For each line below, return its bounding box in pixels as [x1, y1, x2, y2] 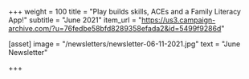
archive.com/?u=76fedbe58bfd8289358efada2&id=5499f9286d [8, 24, 222, 33]
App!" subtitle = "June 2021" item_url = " [8, 15, 142, 25]
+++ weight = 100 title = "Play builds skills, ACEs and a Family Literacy [8, 7, 241, 16]
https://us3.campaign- [141, 15, 216, 25]
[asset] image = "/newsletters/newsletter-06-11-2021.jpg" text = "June [8, 39, 241, 49]
